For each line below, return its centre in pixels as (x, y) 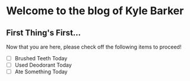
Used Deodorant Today (43, 65)
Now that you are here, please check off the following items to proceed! (94, 47)
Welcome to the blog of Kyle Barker (95, 11)
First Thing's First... (44, 33)
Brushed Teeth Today (41, 58)
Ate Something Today (41, 72)
